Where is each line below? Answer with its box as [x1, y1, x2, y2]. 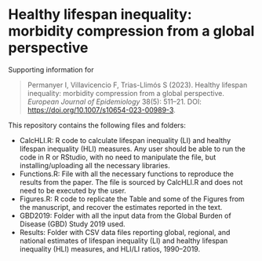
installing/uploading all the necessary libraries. [19, 160, 170, 170]
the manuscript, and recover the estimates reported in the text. [19, 202, 223, 211]
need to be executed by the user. [19, 186, 127, 195]
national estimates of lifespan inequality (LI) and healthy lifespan [19, 236, 228, 245]
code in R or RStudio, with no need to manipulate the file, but [19, 152, 217, 162]
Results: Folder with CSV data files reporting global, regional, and [19, 227, 231, 237]
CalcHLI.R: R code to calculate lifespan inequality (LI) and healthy [19, 135, 231, 145]
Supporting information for [8, 64, 94, 74]
